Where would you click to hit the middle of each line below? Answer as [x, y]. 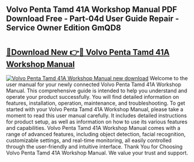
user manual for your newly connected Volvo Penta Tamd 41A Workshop [94, 85]
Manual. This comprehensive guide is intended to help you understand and [97, 91]
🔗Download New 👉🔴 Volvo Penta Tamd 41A [88, 52]
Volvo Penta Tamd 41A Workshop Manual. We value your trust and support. [97, 153]
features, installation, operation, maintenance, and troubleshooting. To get [96, 103]
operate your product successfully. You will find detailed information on [93, 97]
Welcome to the [169, 78]
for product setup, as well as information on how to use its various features [97, 122]
